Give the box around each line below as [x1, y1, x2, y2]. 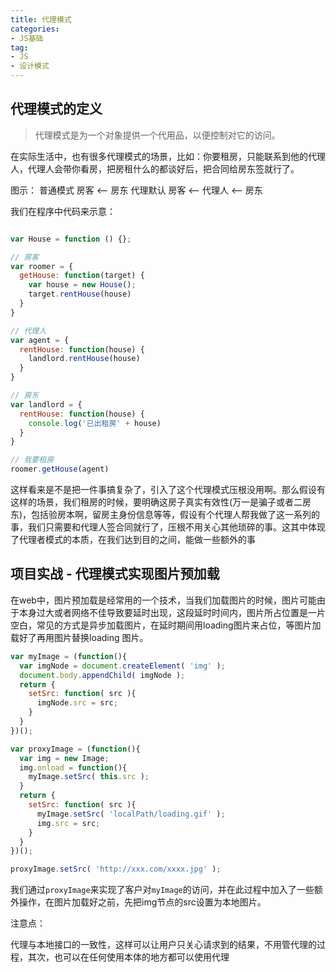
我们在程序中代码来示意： [10, 205, 116, 217]
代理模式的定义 [10, 101, 103, 118]
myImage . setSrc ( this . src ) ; [28, 772, 150, 782]
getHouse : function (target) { [19, 271, 145, 281]
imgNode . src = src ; [36, 698, 118, 708]
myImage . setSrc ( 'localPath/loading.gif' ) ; [36, 809, 226, 819]
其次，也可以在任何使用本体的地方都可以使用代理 [27, 951, 230, 963]
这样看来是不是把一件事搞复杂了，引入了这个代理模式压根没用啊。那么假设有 [10, 484, 326, 496]
